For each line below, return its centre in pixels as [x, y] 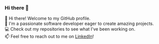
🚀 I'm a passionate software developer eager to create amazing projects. [79, 23]
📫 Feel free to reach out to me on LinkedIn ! [49, 37]
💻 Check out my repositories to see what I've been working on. [70, 29]
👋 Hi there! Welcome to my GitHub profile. [48, 19]
